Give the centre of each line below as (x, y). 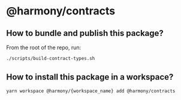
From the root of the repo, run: (44, 47)
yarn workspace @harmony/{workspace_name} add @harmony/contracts (91, 91)
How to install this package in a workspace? (90, 77)
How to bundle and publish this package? (85, 33)
